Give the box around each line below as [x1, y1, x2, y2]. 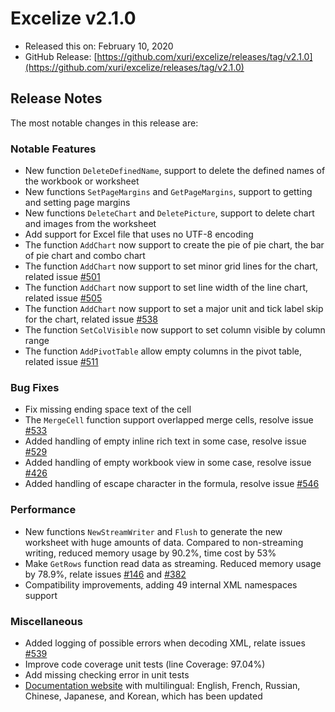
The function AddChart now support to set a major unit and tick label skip [24, 303, 324, 315]
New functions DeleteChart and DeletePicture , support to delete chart [24, 207, 315, 219]
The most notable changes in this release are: [10, 117, 199, 129]
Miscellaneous [10, 614, 83, 628]
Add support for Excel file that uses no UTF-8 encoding [24, 228, 254, 241]
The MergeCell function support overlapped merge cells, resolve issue [24, 414, 314, 426]
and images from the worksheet [24, 218, 157, 230]
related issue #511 [24, 356, 99, 368]
